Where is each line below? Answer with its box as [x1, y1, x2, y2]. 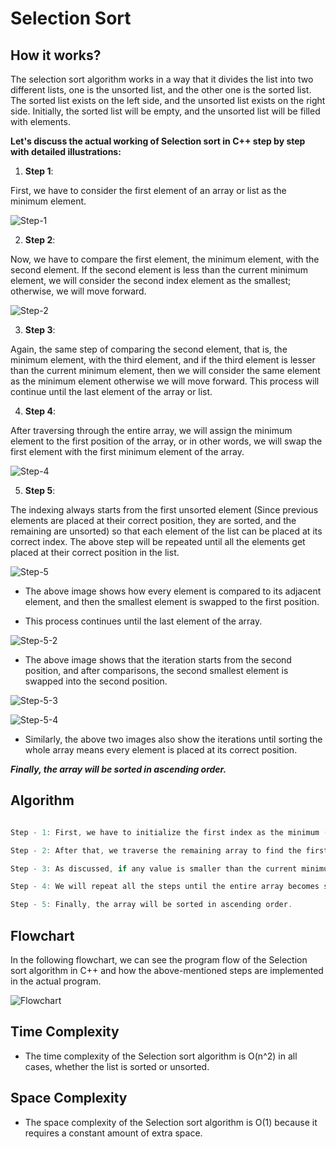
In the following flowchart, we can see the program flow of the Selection [10, 954, 308, 966]
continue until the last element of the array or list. [10, 386, 213, 397]
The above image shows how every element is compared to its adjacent [24, 585, 322, 597]
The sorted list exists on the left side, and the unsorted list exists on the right [10, 95, 326, 106]
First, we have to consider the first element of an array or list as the [10, 185, 287, 196]
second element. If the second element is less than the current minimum [10, 264, 308, 276]
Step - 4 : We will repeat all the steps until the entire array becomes [10, 882, 320, 892]
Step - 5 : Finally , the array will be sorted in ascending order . [10, 900, 293, 910]
